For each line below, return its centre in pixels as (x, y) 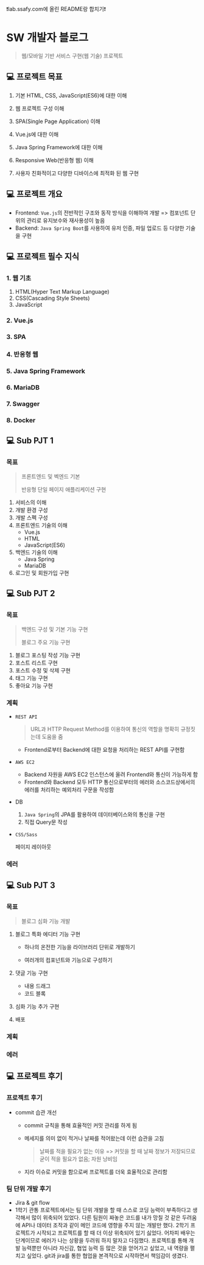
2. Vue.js (20, 321)
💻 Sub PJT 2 (31, 593)
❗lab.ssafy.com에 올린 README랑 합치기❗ (56, 9)
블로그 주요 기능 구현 (46, 643)
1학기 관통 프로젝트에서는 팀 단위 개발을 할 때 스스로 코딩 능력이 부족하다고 (103, 1210)
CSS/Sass (26, 835)
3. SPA (16, 337)
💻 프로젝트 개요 (34, 194)
